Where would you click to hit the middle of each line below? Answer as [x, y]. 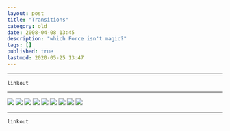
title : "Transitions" [38, 20]
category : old [27, 26]
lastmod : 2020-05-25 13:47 [46, 58]
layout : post [26, 13]
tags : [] [20, 45]
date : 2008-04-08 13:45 [41, 32]
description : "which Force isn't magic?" [67, 39]
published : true [30, 52]
